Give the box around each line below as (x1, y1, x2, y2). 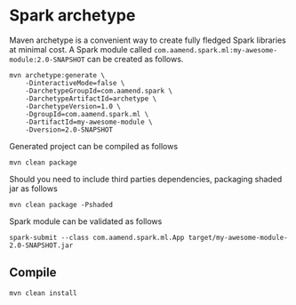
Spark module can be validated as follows (9, 215, 163, 227)
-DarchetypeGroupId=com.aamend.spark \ (25, 86, 173, 95)
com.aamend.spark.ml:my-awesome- (154, 45, 278, 54)
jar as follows (9, 183, 58, 194)
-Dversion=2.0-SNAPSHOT (25, 125, 114, 134)
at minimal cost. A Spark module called (9, 44, 153, 54)
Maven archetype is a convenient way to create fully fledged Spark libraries (9, 35, 286, 45)
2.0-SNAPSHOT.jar (9, 241, 74, 250)
